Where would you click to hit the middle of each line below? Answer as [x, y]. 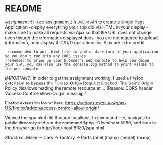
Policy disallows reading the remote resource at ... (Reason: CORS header [79, 88]
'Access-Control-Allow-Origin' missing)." [46, 93]
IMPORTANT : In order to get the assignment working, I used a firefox [74, 78]
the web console [21, 69]
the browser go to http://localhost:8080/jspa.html [55, 128]
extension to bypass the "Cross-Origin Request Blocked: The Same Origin [79, 83]
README [23, 9]
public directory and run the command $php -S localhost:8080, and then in [81, 123]
